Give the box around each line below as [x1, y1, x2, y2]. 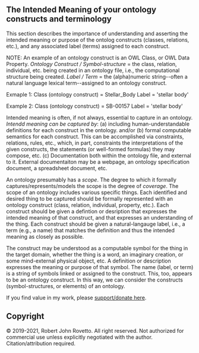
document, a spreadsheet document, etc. [6, 164, 108, 171]
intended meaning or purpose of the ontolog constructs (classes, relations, [6, 36, 189, 43]
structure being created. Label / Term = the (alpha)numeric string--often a [6, 73, 188, 80]
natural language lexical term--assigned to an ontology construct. [6, 79, 168, 86]
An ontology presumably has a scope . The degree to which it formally [6, 176, 177, 183]
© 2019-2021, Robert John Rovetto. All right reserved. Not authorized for [6, 327, 184, 334]
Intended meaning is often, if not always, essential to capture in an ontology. [6, 114, 193, 121]
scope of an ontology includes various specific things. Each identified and [6, 189, 187, 196]
